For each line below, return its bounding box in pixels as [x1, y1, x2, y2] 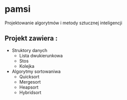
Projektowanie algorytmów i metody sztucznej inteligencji [4, 20, 123, 26]
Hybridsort [19, 89, 42, 95]
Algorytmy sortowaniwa [11, 68, 61, 74]
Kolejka [19, 63, 35, 69]
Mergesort [19, 79, 41, 85]
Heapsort [19, 84, 39, 90]
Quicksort [19, 73, 40, 80]
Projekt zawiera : [4, 34, 58, 43]
